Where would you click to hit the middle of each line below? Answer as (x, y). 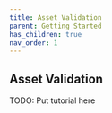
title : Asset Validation (56, 17)
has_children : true (46, 34)
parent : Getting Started (56, 26)
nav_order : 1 (34, 43)
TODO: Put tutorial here (52, 100)
